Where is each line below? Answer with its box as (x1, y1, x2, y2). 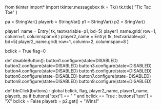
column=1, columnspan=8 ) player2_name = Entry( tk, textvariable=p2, (5, 34, 147, 39)
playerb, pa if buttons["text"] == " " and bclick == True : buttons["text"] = (5, 93, 153, 99)
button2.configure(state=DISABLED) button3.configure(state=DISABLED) (5, 63, 152, 68)
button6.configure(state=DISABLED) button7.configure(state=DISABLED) (5, 73, 151, 79)
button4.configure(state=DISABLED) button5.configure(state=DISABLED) (5, 68, 152, 74)
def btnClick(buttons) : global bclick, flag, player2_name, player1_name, (5, 88, 149, 93)
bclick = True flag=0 (5, 48, 46, 54)
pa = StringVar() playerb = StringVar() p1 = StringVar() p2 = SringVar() (5, 19, 145, 24)
